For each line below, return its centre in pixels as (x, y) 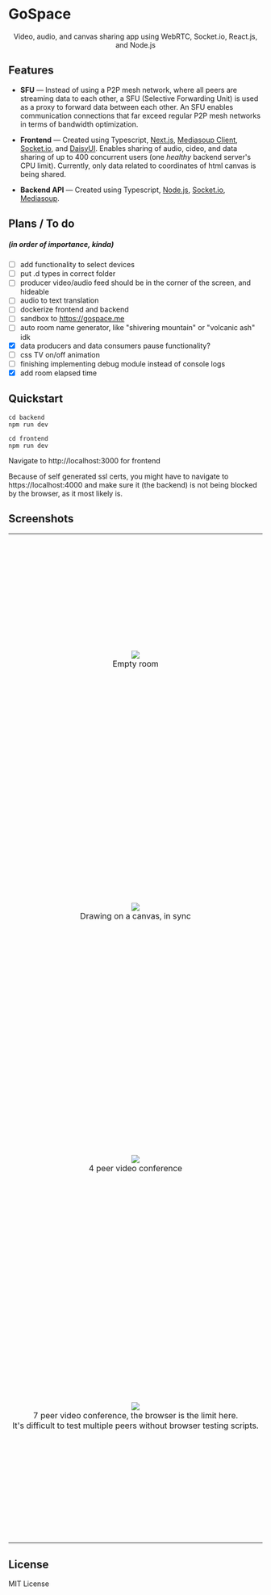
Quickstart (36, 399)
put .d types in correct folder (68, 274)
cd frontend (28, 438)
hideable (35, 292)
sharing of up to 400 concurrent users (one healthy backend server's (135, 157)
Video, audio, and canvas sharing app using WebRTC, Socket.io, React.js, (135, 36)
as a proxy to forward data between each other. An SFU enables (127, 107)
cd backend (27, 417)
